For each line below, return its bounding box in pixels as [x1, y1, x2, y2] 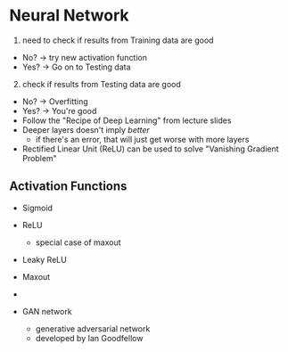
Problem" [21, 152, 58, 163]
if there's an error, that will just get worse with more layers [35, 134, 250, 144]
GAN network [21, 306, 73, 316]
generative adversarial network [35, 323, 151, 334]
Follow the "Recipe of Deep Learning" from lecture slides [21, 115, 232, 126]
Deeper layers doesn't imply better [21, 124, 150, 135]
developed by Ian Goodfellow [35, 332, 144, 343]
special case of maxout [35, 237, 122, 248]
